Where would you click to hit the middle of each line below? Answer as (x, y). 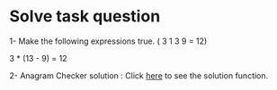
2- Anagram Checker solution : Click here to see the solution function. (139, 75)
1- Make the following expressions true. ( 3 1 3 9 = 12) (108, 41)
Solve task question (85, 16)
